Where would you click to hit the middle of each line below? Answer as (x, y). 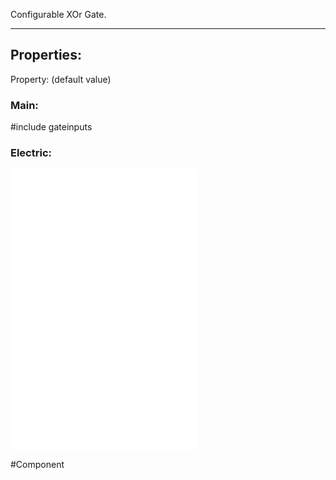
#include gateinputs (51, 127)
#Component (37, 465)
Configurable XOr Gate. (58, 14)
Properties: (46, 55)
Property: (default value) (61, 79)
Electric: (31, 153)
